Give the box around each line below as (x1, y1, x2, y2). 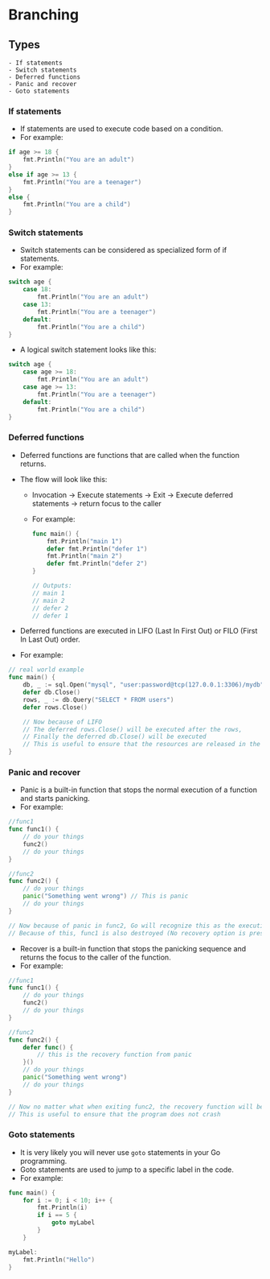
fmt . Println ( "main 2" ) (47, 552, 123, 560)
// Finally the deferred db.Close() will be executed (22, 732, 207, 741)
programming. (19, 1156, 67, 1166)
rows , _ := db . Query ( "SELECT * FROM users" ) (22, 695, 174, 703)
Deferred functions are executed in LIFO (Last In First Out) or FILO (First (19, 626, 258, 636)
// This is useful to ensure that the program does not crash (8, 1110, 221, 1118)
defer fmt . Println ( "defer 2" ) (47, 559, 148, 568)
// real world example (8, 666, 84, 674)
